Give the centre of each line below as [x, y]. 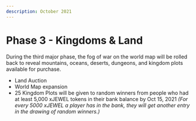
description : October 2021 [39, 11]
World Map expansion [41, 87]
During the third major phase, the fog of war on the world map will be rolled [97, 57]
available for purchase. [34, 69]
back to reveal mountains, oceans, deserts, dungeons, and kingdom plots [94, 63]
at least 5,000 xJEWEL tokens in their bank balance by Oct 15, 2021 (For [101, 99]
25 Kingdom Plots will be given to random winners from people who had [102, 93]
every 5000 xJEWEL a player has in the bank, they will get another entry [102, 105]
